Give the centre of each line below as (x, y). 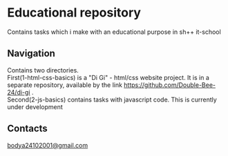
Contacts (28, 129)
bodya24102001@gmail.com (48, 145)
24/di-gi (19, 92)
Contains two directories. (43, 70)
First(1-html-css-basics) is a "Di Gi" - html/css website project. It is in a (108, 77)
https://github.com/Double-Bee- (170, 85)
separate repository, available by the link (65, 85)
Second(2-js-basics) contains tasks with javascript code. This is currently (112, 99)
